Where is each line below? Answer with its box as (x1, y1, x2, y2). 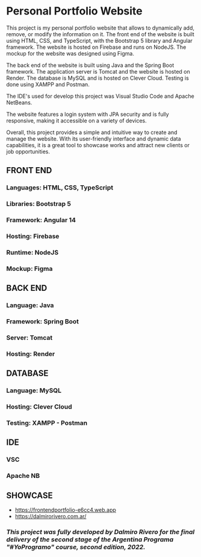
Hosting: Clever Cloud (6, 403, 72, 411)
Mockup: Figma (6, 264, 53, 273)
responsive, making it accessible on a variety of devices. (6, 116, 147, 124)
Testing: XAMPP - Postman (6, 419, 88, 427)
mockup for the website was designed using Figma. (6, 49, 134, 57)
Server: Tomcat (6, 334, 53, 342)
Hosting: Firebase (6, 232, 60, 241)
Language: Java (6, 301, 54, 310)
